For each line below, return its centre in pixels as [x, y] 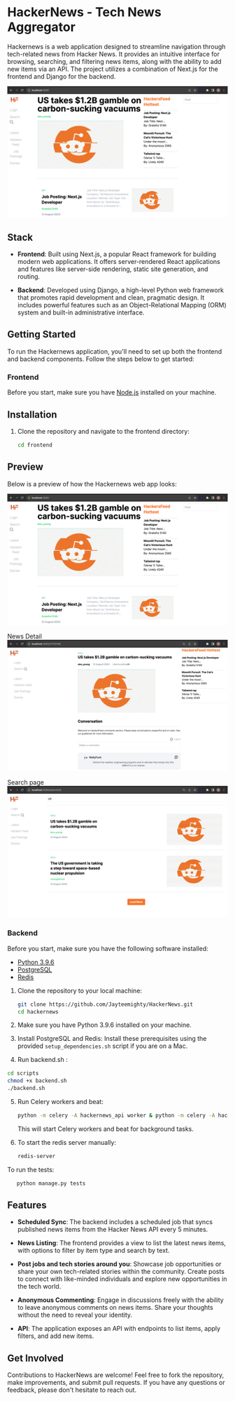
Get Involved [36, 1358]
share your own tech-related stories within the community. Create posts [121, 1272]
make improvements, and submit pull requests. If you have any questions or [116, 1383]
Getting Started [42, 334]
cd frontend [35, 445]
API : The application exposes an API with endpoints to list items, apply [119, 1329]
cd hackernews [38, 1011]
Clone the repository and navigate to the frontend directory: [104, 431]
